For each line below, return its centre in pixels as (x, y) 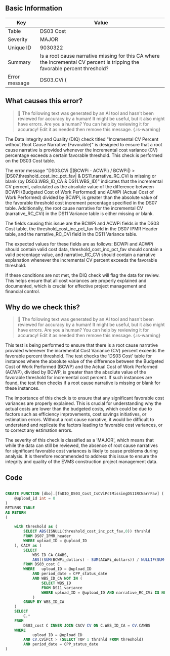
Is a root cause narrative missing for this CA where (100, 56)
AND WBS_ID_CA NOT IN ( (57, 579)
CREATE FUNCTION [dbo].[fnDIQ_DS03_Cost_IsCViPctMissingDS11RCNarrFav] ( (85, 494)
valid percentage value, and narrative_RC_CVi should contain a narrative (80, 255)
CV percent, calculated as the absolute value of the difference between (80, 186)
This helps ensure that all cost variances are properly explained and (76, 280)
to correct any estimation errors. (39, 430)
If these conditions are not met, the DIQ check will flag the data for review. (82, 275)
